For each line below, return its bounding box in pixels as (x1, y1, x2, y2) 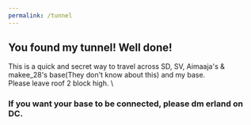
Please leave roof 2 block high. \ (8, 78, 113, 88)
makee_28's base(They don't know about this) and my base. (8, 70, 206, 80)
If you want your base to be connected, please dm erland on (8, 98, 244, 109)
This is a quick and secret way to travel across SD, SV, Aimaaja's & (8, 62, 226, 71)
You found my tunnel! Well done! (8, 41, 173, 55)
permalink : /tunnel (8, 11, 73, 20)
